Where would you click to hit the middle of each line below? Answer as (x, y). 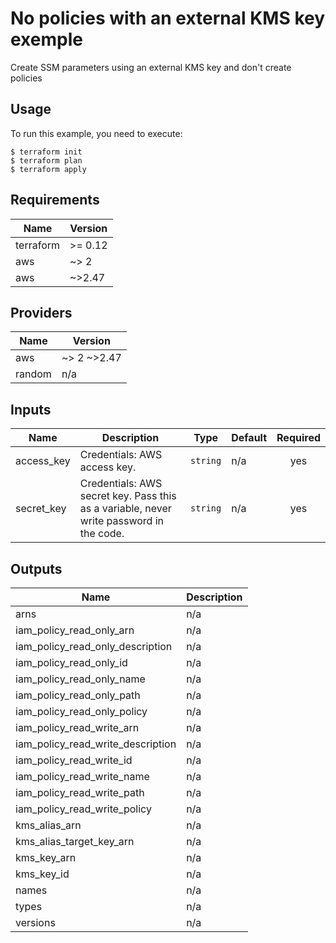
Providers (41, 312)
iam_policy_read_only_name (80, 679)
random (33, 374)
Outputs (36, 568)
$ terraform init (46, 152)
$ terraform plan (46, 160)
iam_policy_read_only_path (78, 695)
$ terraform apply (48, 169)
